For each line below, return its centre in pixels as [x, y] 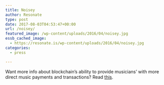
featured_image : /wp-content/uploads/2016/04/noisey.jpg [67, 34]
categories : [18, 48]
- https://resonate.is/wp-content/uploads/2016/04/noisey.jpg [77, 43]
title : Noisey [20, 10]
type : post [17, 19]
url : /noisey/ [20, 29]
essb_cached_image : [26, 39]
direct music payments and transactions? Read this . [59, 77]
